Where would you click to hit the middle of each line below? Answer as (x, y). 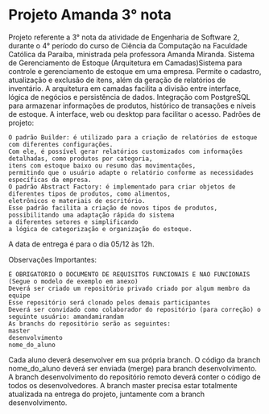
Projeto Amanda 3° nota (90, 15)
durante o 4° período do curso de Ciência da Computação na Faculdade (128, 45)
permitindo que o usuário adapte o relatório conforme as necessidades (131, 172)
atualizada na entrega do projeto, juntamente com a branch (107, 394)
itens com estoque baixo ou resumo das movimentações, (102, 166)
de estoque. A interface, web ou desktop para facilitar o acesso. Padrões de (134, 114)
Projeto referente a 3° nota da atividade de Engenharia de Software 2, (124, 37)
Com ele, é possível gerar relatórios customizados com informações (126, 151)
